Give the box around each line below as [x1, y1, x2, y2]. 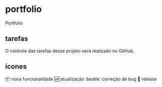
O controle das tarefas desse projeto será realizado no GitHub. [5, 47, 134, 53]
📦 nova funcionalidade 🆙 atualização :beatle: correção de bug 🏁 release [5, 76, 157, 82]
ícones [5, 62, 27, 71]
